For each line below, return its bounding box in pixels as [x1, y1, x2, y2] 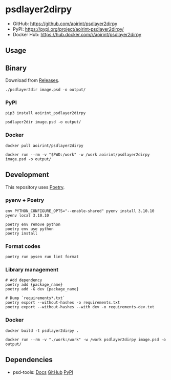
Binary [5, 64, 27, 72]
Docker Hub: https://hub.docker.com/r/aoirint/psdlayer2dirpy [12, 31, 142, 37]
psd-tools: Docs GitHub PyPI [12, 369, 73, 375]
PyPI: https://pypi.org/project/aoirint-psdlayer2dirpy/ [12, 26, 124, 32]
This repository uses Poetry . [5, 184, 65, 190]
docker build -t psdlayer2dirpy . [5, 328, 79, 333]
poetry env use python [5, 226, 54, 231]
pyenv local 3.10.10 [5, 213, 50, 218]
